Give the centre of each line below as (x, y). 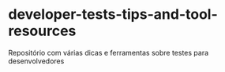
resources (42, 31)
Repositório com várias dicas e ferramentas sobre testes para (109, 52)
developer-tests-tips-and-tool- (113, 14)
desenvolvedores (36, 61)
